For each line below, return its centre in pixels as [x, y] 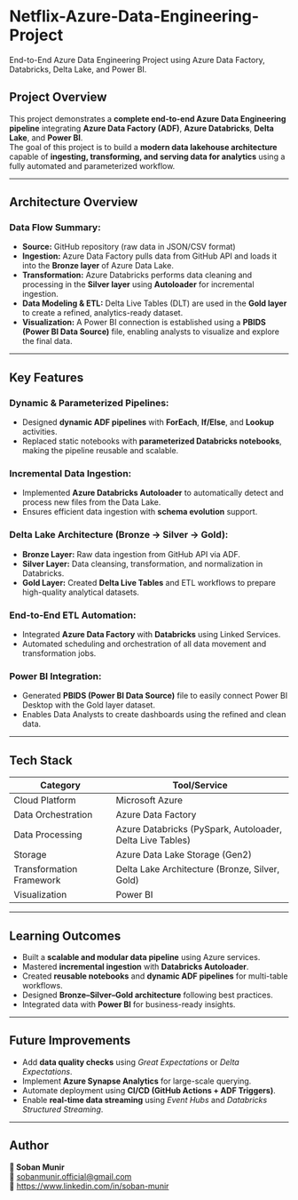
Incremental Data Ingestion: [71, 474]
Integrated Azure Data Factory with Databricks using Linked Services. [151, 635]
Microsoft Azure [149, 800]
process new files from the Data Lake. [91, 502]
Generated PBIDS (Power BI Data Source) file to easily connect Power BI [155, 696]
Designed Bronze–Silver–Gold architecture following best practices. [147, 995]
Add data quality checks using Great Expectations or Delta [130, 1062]
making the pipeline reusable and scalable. [100, 451]
